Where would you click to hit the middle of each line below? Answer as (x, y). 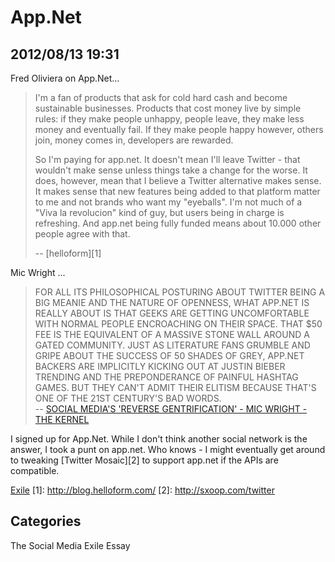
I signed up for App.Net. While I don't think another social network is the (159, 439)
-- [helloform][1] (68, 253)
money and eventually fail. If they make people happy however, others (179, 129)
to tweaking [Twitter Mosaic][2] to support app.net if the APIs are (144, 460)
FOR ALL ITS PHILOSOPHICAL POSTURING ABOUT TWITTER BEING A (180, 292)
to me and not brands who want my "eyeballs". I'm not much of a (168, 202)
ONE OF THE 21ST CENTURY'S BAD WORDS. (128, 398)
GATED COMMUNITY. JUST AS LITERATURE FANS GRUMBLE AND (172, 345)
